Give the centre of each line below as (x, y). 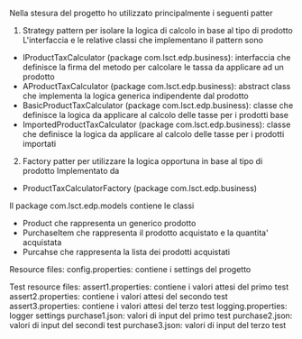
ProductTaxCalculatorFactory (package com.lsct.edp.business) (140, 188)
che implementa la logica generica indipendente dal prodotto (136, 96)
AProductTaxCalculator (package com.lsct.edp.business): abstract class (156, 86)
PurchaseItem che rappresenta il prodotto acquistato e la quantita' (145, 233)
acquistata (42, 242)
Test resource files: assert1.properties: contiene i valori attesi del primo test (149, 287)
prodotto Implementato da (71, 171)
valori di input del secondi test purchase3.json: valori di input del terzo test (148, 325)
